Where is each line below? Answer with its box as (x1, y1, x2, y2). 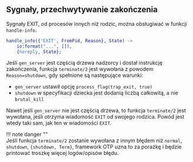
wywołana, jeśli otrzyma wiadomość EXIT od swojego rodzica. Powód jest (6, 113, 185, 120)
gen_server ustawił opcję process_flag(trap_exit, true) (14, 83, 153, 90)
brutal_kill (14, 97, 44, 103)
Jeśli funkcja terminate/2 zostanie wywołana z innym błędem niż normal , (6, 137, 182, 144)
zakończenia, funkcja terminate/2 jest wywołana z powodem (6, 66, 154, 73)
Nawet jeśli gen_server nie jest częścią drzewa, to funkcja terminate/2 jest (6, 107, 187, 114)
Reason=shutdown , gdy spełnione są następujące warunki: (6, 72, 144, 79)
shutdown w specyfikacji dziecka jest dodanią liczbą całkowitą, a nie (14, 89, 178, 96)
